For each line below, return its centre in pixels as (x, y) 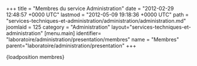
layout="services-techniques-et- (151, 27)
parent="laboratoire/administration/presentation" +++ (71, 46)
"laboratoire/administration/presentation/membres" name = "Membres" (93, 39)
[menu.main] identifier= (73, 33)
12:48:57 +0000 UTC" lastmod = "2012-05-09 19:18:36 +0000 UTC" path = (98, 15)
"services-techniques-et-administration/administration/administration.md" (96, 21)
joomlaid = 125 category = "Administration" (58, 27)
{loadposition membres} (35, 57)
